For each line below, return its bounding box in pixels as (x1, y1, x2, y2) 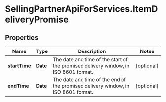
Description (78, 48, 106, 54)
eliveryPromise (5, 14, 69, 25)
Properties (5, 33, 39, 42)
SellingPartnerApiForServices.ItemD (5, 3, 158, 15)
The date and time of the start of (52, 56, 128, 63)
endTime (7, 82, 29, 89)
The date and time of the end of (52, 76, 126, 83)
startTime (7, 62, 31, 69)
